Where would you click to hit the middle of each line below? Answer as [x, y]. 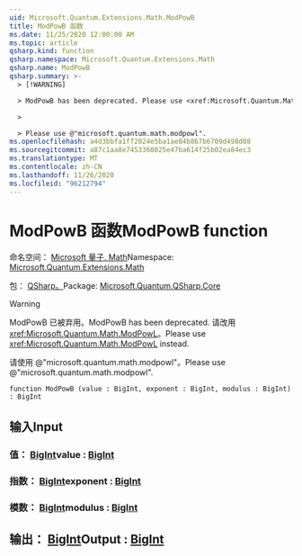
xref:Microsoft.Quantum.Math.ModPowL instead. [99, 344]
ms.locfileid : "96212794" [58, 184]
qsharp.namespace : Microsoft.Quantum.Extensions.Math [112, 59]
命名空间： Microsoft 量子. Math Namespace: [92, 257]
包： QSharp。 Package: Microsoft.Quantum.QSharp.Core [115, 286]
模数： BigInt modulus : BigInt [74, 507]
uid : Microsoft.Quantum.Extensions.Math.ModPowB [102, 18]
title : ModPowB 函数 [46, 26]
